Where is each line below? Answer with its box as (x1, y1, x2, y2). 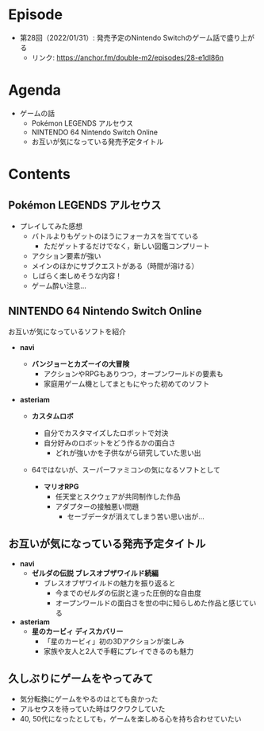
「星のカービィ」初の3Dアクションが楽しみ (43, 636, 185, 646)
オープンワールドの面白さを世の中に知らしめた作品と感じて (55, 598, 250, 608)
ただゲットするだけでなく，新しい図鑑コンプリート (43, 241, 210, 251)
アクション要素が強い (31, 251, 101, 260)
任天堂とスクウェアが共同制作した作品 (55, 492, 181, 501)
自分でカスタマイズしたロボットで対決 (43, 428, 169, 437)
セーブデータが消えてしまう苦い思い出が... (67, 511, 205, 521)
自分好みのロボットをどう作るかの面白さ (43, 437, 176, 447)
